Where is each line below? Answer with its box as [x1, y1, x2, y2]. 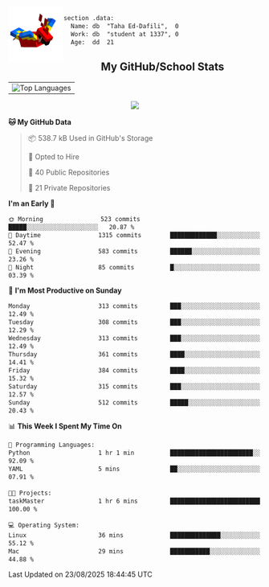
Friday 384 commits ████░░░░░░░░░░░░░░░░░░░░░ [8, 367, 261, 375]
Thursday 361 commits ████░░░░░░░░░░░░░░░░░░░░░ [8, 351, 261, 359]
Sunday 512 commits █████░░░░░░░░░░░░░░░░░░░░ [8, 399, 261, 407]
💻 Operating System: [8, 521, 80, 530]
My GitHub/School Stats [100, 60, 225, 74]
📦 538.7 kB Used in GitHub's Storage [27, 133, 153, 143]
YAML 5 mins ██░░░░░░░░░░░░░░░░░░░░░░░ [8, 465, 261, 474]
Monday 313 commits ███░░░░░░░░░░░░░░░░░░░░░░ [8, 302, 261, 310]
